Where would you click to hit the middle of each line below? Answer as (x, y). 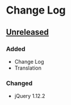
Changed (19, 83)
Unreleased (28, 32)
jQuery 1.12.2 (30, 96)
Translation (28, 68)
